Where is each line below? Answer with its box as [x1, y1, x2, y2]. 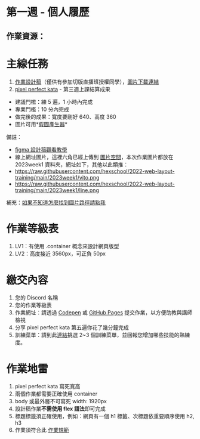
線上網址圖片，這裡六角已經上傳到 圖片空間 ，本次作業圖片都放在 [14, 153, 174, 160]
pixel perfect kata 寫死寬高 [14, 383, 81, 390]
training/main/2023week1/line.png [14, 186, 100, 194]
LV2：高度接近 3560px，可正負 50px [14, 250, 106, 257]
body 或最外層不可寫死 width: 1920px [14, 398, 107, 405]
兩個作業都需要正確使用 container [14, 390, 98, 397]
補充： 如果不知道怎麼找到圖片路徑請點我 [6, 199, 106, 206]
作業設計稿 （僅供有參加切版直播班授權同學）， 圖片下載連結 [14, 78, 159, 85]
